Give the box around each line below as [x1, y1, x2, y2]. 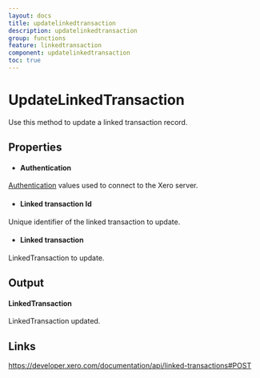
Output [8, 276, 44, 290]
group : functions [8, 34, 66, 42]
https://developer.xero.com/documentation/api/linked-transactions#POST [8, 361, 252, 371]
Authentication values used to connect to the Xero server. [8, 181, 198, 191]
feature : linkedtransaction [8, 42, 102, 50]
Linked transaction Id [19, 199, 92, 208]
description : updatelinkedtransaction [8, 26, 138, 34]
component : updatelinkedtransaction [8, 49, 130, 57]
